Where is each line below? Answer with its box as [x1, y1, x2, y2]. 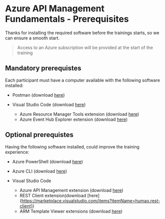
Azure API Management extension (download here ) [19, 187, 124, 193]
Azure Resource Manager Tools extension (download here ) [19, 111, 139, 117]
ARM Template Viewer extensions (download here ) [19, 208, 123, 214]
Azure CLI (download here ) [12, 168, 67, 174]
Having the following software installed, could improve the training [5, 144, 139, 149]
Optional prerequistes [5, 131, 74, 139]
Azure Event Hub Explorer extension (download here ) [19, 116, 128, 122]
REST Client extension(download [19, 192, 86, 198]
